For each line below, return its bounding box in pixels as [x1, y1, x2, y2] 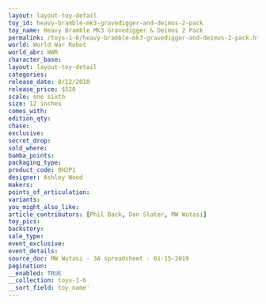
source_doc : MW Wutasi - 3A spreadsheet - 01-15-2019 [8, 254, 190, 262]
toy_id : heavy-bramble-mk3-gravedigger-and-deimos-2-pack [8, 19, 203, 27]
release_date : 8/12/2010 [8, 78, 90, 85]
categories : [8, 70, 47, 78]
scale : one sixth [8, 93, 66, 101]
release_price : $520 [8, 85, 77, 93]
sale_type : [8, 233, 44, 241]
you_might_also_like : [8, 203, 80, 211]
